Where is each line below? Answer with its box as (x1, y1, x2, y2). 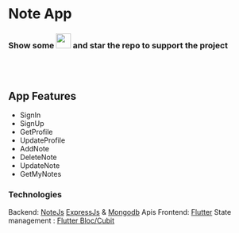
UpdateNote (19, 161, 60, 170)
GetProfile (19, 128, 53, 137)
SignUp (19, 119, 45, 128)
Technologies (8, 189, 62, 201)
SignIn (19, 110, 41, 120)
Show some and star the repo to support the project (8, 40, 229, 52)
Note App (8, 5, 73, 23)
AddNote (19, 144, 50, 154)
